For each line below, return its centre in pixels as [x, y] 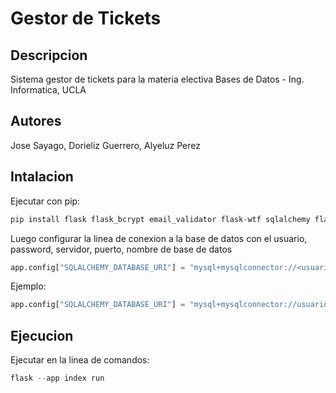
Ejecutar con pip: [45, 201]
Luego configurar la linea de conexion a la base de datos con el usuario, [159, 238]
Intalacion [42, 177]
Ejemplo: [28, 286]
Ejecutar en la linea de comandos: [80, 360]
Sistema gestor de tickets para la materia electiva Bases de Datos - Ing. [157, 79]
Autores [36, 121]
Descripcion [49, 55]
